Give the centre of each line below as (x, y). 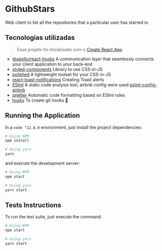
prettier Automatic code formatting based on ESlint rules (69, 95)
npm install (17, 141)
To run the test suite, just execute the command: (54, 217)
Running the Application (43, 116)
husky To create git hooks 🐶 (40, 100)
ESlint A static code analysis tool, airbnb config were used (70, 85)
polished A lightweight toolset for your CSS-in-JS (61, 74)
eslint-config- (143, 85)
